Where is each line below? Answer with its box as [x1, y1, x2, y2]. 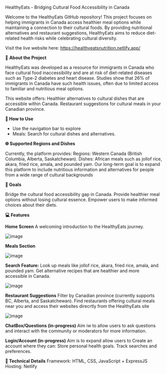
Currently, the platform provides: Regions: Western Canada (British [5, 150, 142, 156]
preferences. [5, 348, 31, 354]
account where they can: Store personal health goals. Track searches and [5, 343, 157, 349]
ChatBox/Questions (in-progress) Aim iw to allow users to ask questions [5, 323, 156, 328]
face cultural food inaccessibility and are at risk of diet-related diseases [5, 70, 153, 76]
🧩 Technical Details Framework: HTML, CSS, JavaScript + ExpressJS [5, 358, 148, 364]
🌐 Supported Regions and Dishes [5, 140, 76, 146]
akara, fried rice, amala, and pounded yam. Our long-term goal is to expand [5, 161, 161, 167]
